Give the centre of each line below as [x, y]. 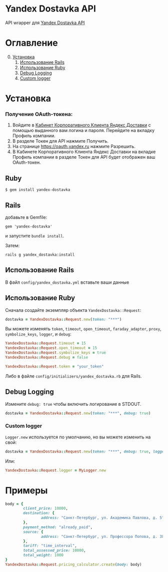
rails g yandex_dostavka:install [40, 255]
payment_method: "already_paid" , [58, 527]
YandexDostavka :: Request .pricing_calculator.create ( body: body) [73, 564]
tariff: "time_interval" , [50, 546]
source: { [33, 532]
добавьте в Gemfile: [26, 217]
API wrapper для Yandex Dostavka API [45, 23]
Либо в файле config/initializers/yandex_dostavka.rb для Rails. [73, 376]
